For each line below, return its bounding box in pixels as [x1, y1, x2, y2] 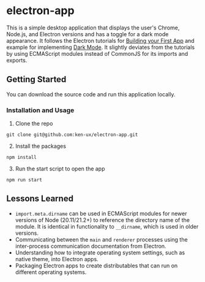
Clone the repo [15, 120, 53, 128]
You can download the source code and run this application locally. [6, 90, 176, 98]
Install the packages [15, 142, 66, 150]
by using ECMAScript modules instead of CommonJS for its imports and [6, 50, 188, 57]
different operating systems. [15, 268, 87, 276]
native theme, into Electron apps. [15, 255, 99, 262]
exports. [6, 56, 28, 64]
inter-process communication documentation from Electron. [15, 242, 166, 250]
